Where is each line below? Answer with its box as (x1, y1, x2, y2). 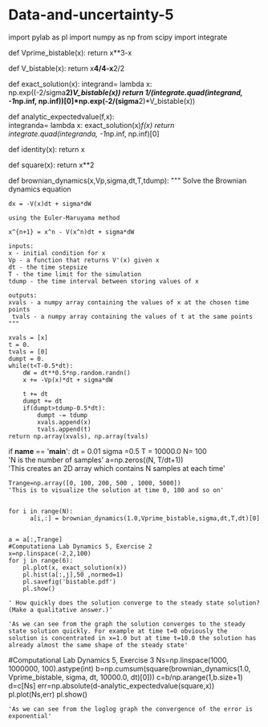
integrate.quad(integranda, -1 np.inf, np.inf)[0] (8, 129, 160, 138)
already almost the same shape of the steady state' (8, 641, 189, 649)
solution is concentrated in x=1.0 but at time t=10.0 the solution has (8, 634, 257, 642)
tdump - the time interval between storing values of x (8, 277, 199, 285)
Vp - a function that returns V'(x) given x (8, 256, 160, 264)
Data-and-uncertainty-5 (8, 6, 174, 24)
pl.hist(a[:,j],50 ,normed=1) (22, 570, 124, 579)
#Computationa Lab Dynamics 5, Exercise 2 (8, 542, 152, 551)
